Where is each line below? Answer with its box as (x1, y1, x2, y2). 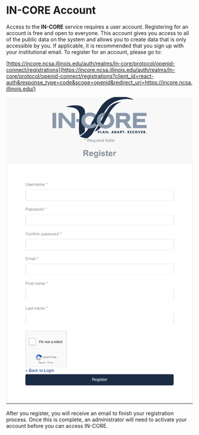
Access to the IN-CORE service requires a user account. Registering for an (6, 23, 188, 30)
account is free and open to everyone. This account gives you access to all (6, 29, 190, 36)
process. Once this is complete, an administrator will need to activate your (6, 416, 187, 423)
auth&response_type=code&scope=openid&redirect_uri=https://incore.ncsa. (6, 78, 192, 86)
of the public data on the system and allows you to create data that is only (6, 36, 187, 43)
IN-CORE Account (6, 4, 97, 17)
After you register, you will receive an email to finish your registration (6, 410, 174, 417)
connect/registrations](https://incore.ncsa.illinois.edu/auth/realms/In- (6, 66, 176, 73)
